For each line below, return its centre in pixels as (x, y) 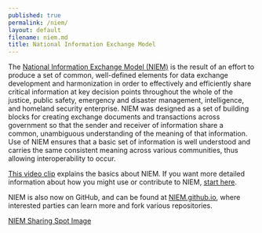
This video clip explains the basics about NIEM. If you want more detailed (127, 174)
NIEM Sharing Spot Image (50, 221)
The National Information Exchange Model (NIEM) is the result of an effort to (131, 67)
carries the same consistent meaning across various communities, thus (123, 151)
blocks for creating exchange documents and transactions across (114, 117)
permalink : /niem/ (38, 23)
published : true (35, 15)
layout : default (35, 30)
